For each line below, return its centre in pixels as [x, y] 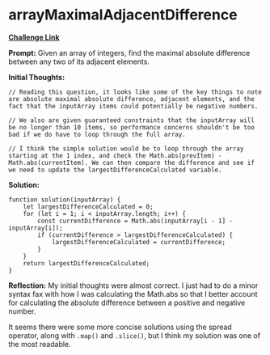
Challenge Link [34, 37]
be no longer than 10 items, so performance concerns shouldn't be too [131, 127]
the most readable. [40, 344]
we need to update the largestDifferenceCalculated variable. [115, 170]
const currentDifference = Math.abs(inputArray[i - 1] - [135, 221]
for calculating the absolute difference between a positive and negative [127, 302]
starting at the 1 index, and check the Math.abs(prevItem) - [115, 155]
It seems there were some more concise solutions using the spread [120, 327]
